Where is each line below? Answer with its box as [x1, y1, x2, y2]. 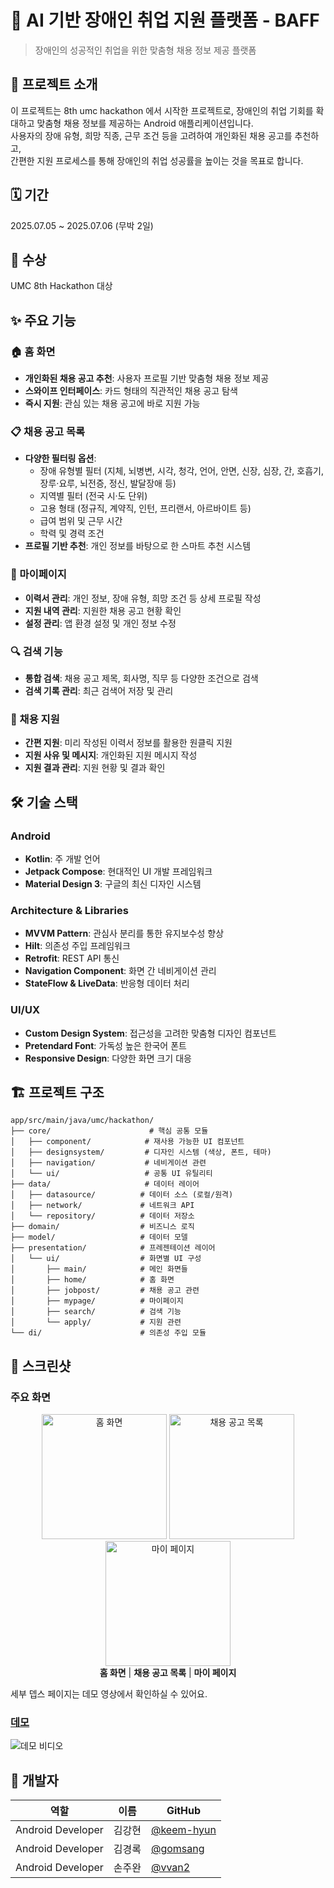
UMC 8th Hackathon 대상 [10, 280, 113, 292]
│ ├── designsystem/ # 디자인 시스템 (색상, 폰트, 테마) [10, 1147, 272, 1158]
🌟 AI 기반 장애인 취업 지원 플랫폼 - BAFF [10, 9, 320, 32]
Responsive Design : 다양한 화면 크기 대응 [24, 1052, 192, 1064]
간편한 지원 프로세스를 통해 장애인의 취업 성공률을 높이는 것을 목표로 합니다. [10, 154, 304, 166]
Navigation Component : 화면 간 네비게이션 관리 [24, 965, 217, 977]
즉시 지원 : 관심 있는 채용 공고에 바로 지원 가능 [24, 397, 201, 410]
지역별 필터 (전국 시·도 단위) [39, 490, 148, 502]
